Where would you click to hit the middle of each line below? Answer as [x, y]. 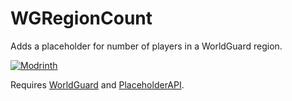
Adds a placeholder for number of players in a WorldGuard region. [146, 46]
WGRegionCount [81, 18]
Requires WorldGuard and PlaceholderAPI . [97, 84]
